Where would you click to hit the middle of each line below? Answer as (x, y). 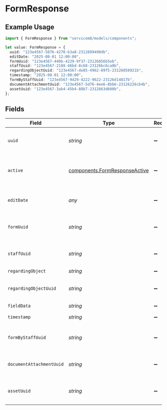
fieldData (19, 306)
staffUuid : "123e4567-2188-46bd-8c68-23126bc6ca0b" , (65, 66)
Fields (15, 109)
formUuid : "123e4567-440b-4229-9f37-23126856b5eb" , (64, 61)
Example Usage (30, 27)
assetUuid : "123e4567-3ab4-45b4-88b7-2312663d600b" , (65, 89)
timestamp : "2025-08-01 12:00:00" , (46, 75)
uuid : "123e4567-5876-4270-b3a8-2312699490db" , (60, 52)
